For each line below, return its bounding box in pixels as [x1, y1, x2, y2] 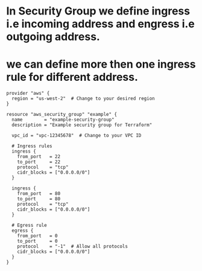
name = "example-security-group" [11, 116, 115, 123]
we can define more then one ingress [6, 57, 196, 71]
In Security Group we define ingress [6, 4, 191, 18]
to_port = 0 [17, 238, 58, 244]
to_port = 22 [17, 159, 61, 165]
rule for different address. [6, 71, 139, 84]
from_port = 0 [17, 233, 58, 239]
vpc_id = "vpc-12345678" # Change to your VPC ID [11, 133, 142, 139]
